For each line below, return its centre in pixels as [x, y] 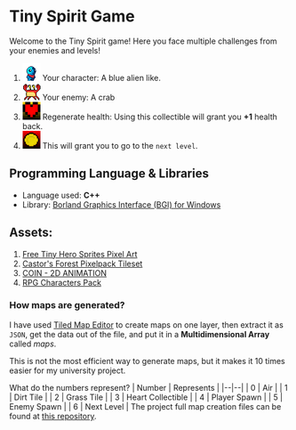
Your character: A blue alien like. [102, 77]
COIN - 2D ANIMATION [64, 272]
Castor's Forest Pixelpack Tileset [82, 264]
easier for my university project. [68, 370]
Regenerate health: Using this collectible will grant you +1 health [160, 117]
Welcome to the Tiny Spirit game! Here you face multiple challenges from [143, 41]
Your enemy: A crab [79, 97]
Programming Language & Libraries [109, 174]
